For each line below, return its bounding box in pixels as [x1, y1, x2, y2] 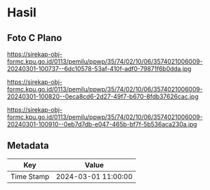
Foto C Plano [7, 32, 62, 44]
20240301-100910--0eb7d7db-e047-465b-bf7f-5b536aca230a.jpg [7, 120, 197, 128]
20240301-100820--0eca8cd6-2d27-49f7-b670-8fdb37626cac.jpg [7, 92, 199, 100]
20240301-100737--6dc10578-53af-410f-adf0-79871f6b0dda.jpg [7, 65, 192, 72]
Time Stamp [10, 172, 50, 181]
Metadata [7, 140, 49, 152]
